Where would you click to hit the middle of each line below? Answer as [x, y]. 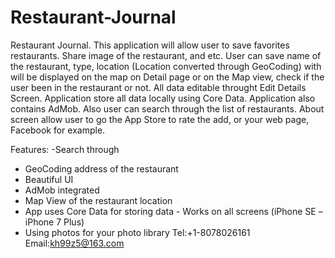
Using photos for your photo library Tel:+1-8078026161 [137, 232]
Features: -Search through [65, 149]
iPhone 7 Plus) [54, 222]
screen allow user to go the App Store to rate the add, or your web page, [160, 119]
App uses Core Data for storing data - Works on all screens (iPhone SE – [173, 211]
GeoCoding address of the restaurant [101, 168]
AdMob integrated [62, 190]
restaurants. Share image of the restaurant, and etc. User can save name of [166, 55]
